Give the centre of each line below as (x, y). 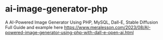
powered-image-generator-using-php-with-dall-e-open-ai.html (69, 32)
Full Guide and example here (34, 27)
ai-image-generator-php (56, 9)
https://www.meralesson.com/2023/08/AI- (107, 27)
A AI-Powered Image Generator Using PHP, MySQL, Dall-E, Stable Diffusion (82, 22)
